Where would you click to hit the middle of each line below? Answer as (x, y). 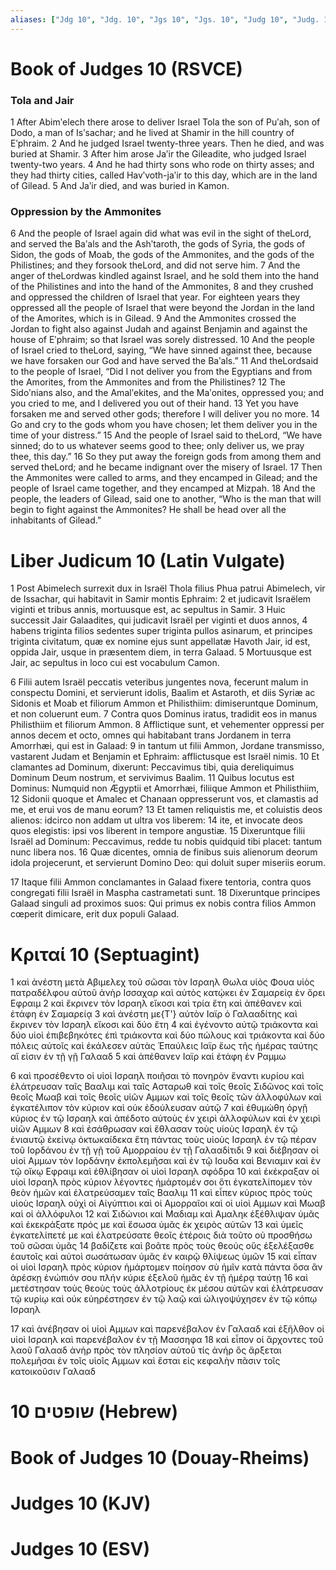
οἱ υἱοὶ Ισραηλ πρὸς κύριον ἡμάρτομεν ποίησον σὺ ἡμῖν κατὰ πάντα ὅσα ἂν (166, 1267)
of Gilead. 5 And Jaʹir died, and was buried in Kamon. (120, 186)
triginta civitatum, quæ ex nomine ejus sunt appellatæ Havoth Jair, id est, (160, 642)
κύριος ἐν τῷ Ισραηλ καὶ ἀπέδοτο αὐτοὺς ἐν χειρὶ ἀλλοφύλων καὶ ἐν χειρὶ (165, 1118)
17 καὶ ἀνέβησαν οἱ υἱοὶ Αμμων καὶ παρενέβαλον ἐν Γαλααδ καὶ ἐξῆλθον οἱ (167, 1329)
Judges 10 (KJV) (81, 1503)
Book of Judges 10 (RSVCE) (126, 68)
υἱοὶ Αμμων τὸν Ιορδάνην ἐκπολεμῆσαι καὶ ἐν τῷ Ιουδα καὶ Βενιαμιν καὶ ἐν (165, 1161)
